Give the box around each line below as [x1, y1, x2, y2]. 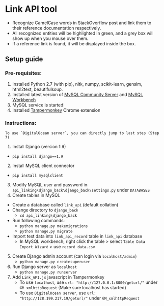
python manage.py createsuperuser [19, 259, 90, 264]
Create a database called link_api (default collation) [12, 202, 119, 207]
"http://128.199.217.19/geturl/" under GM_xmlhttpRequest [19, 295, 140, 301]
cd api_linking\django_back [19, 213, 77, 218]
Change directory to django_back [12, 207, 79, 213]
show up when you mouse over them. [12, 35, 88, 41]
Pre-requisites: [5, 70, 42, 77]
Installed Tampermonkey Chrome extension [12, 107, 101, 113]
